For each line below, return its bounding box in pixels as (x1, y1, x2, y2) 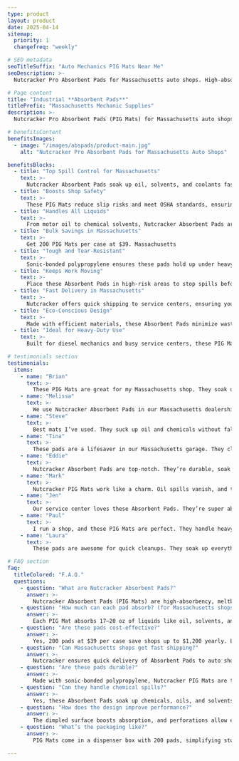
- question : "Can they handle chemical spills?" (20, 683, 167, 691)
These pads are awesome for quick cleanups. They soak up (33, 545, 208, 552)
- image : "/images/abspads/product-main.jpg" (14, 142, 152, 149)
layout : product (7, 17, 55, 24)
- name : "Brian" (20, 373, 69, 380)
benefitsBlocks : (7, 161, 55, 168)
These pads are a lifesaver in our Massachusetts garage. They (33, 446, 224, 453)
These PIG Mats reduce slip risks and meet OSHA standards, (26, 201, 208, 208)
